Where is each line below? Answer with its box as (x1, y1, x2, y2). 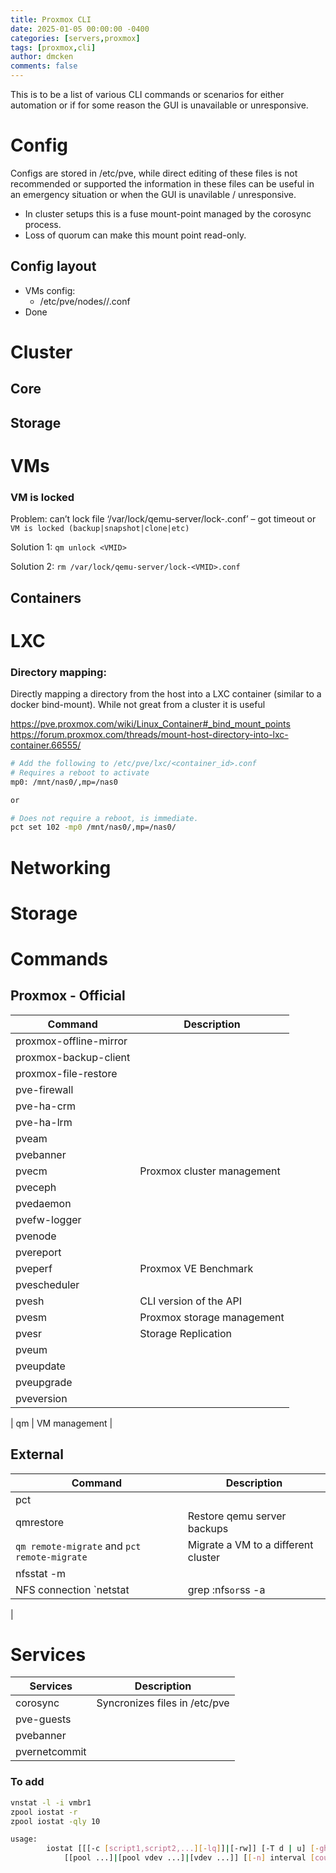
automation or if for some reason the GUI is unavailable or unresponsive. (10, 99, 309, 111)
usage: (10, 1834, 38, 1845)
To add (10, 1775, 45, 1789)
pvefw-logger (15, 1212, 82, 1226)
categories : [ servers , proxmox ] (10, 33, 141, 43)
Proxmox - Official (10, 987, 126, 1005)
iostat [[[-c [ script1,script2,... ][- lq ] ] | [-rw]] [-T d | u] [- (46, 1844, 320, 1854)
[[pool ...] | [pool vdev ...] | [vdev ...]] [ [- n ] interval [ (63, 1853, 315, 1863)
